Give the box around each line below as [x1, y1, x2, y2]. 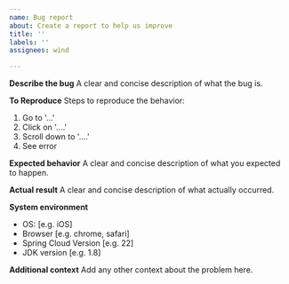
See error [21, 141, 58, 152]
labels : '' [9, 37, 50, 47]
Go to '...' [21, 113, 55, 123]
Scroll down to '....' [21, 131, 91, 142]
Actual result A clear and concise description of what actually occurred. [9, 185, 275, 195]
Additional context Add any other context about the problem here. [9, 264, 253, 275]
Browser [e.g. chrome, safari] [21, 228, 131, 240]
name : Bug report [9, 12, 74, 22]
